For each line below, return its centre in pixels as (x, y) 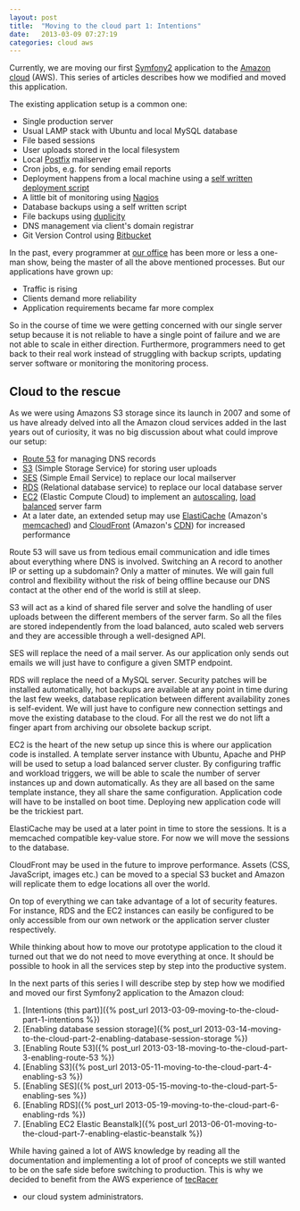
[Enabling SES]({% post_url (72, 1086)
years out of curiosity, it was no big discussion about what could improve (144, 432)
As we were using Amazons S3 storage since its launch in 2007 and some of (150, 413)
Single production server (68, 122)
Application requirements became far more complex (118, 308)
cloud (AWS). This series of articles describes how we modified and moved (148, 78)
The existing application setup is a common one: (98, 105)
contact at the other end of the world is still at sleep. (105, 590)
